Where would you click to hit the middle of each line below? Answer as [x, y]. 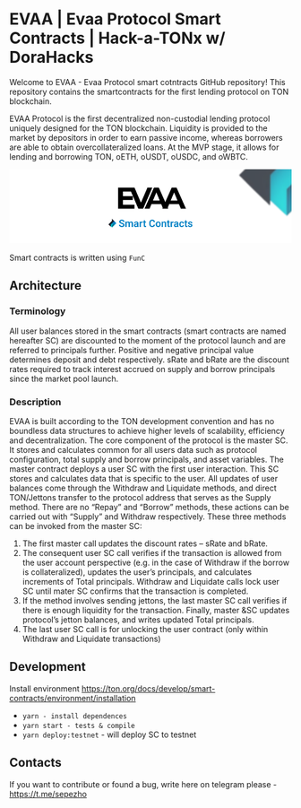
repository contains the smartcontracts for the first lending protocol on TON [149, 91]
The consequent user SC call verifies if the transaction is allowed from [152, 553]
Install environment [45, 688]
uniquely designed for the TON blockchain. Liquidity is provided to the [138, 128]
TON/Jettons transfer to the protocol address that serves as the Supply [140, 498]
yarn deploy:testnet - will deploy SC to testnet [109, 734]
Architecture [46, 286]
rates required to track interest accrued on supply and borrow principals [142, 369]
